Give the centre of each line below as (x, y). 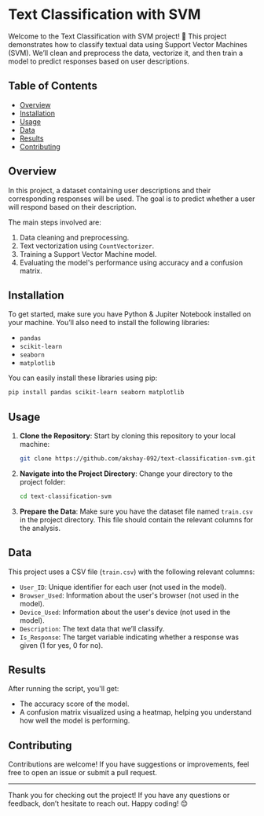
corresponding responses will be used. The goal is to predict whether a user (132, 199)
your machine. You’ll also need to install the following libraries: (109, 323)
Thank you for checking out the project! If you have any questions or (119, 796)
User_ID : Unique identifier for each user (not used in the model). (123, 587)
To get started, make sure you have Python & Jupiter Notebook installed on (130, 314)
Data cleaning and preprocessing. (74, 237)
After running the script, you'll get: (64, 689)
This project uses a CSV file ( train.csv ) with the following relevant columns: (132, 572)
